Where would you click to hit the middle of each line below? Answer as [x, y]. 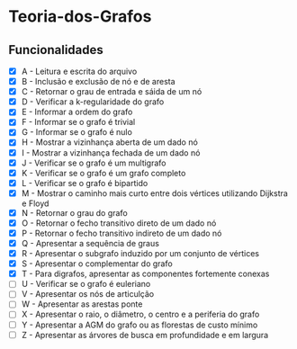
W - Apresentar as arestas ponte [82, 304]
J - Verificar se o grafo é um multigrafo [94, 163]
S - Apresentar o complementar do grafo [97, 264]
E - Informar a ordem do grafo [77, 112]
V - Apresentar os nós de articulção [88, 294]
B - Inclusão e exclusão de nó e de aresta [99, 82]
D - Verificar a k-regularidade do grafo [93, 102]
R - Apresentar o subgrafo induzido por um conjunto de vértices [140, 254]
